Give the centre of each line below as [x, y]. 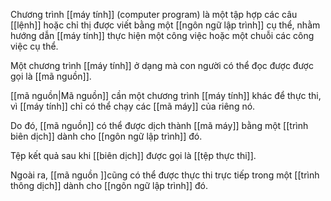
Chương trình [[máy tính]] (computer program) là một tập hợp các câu [154, 14]
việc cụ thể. [34, 46]
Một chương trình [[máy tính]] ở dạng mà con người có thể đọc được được [162, 65]
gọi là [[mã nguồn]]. [51, 76]
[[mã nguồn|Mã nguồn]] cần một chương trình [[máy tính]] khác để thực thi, [166, 95]
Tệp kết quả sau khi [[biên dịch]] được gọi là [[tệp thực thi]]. [133, 155]
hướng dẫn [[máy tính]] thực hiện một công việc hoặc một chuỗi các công [162, 35]
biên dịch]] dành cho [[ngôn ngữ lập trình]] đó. [106, 136]
